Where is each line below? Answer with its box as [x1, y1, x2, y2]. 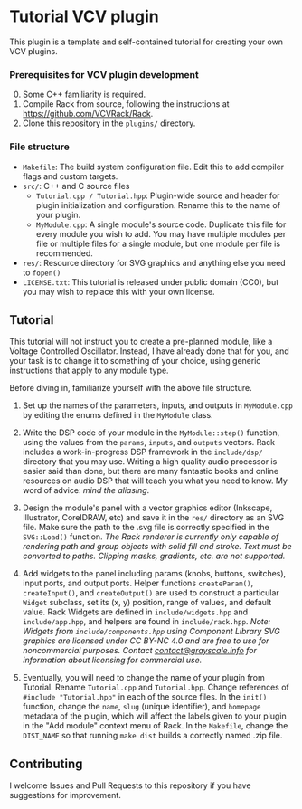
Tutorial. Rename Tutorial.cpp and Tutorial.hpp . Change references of [22, 681, 289, 693]
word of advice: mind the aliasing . [22, 485, 150, 496]
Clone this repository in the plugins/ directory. [22, 118, 196, 128]
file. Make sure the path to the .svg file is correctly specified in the [22, 522, 269, 533]
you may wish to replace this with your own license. [22, 286, 215, 297]
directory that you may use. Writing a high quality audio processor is [22, 456, 278, 467]
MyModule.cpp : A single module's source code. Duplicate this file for [35, 219, 287, 230]
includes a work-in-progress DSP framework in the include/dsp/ [22, 446, 263, 458]
